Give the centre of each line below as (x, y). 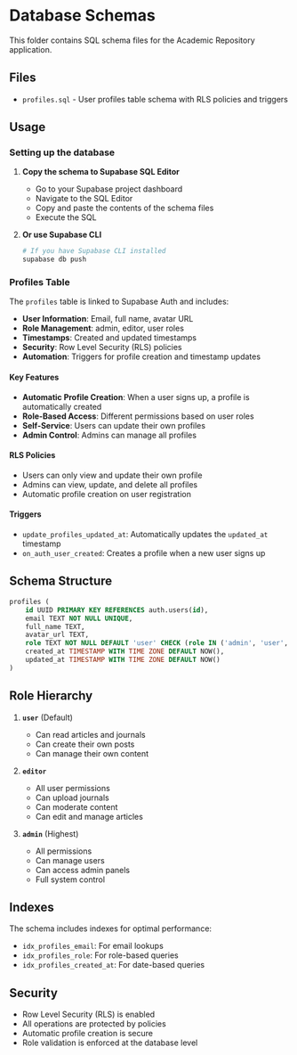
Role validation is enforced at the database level (110, 1043)
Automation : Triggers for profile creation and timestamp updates (141, 356)
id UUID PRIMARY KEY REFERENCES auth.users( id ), (117, 610)
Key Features (34, 377)
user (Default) (48, 717)
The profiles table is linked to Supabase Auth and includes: (119, 302)
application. (31, 49)
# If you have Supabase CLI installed (94, 251)
